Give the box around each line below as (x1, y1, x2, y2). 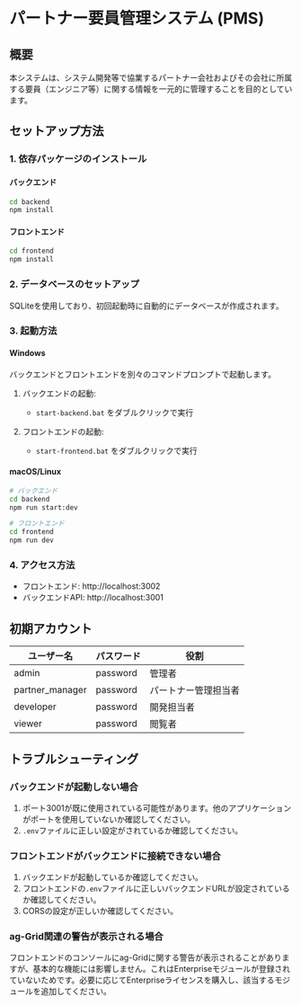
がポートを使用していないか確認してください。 (22, 814, 196, 824)
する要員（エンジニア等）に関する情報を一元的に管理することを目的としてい (9, 84, 293, 94)
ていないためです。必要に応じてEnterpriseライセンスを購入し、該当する (9, 974, 276, 985)
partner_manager (13, 684, 87, 697)
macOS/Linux (9, 467, 61, 477)
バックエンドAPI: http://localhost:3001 (22, 592, 164, 603)
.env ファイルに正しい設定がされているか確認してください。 (22, 824, 243, 836)
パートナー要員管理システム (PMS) (9, 8, 265, 29)
